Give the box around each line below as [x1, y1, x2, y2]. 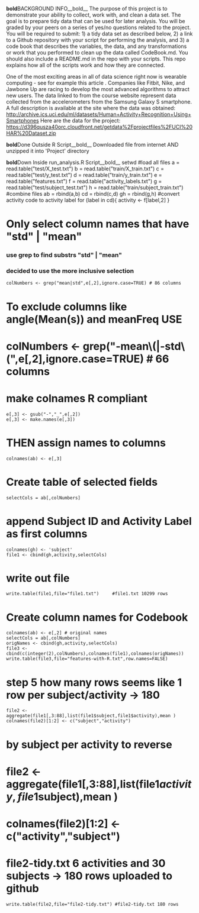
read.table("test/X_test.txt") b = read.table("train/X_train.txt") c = [6, 165, 165, 172]
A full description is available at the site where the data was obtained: [6, 105, 176, 111]
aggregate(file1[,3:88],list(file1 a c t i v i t [6, 777, 192, 791]
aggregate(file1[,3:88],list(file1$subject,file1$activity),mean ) [6, 713, 176, 719]
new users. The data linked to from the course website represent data [6, 92, 176, 99]
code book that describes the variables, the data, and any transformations [6, 43, 187, 50]
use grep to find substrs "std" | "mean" [6, 251, 123, 259]
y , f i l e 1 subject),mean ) [6, 790, 118, 804]
